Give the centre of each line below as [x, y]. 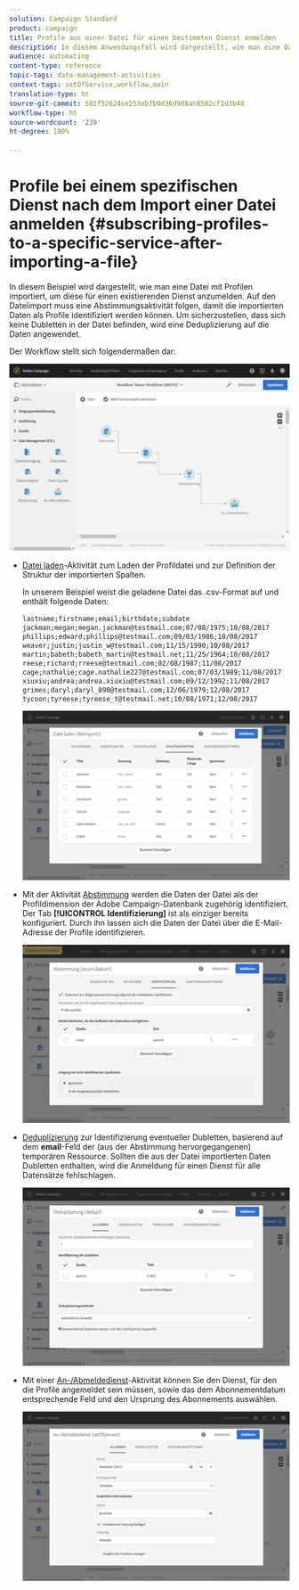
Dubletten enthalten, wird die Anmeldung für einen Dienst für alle [141, 1166]
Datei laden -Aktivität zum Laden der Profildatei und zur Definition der [149, 565]
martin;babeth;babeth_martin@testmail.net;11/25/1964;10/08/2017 [145, 654]
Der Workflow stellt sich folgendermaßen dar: [93, 351]
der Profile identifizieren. [100, 932]
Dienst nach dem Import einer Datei [143, 205]
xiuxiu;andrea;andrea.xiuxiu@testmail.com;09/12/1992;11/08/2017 [145, 681]
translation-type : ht [49, 94]
